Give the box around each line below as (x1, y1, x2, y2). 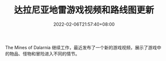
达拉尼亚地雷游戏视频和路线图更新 (13, 4, 154, 16)
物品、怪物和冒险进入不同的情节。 (9, 51, 80, 57)
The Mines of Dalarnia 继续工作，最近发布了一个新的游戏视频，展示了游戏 (5, 44, 157, 50)
